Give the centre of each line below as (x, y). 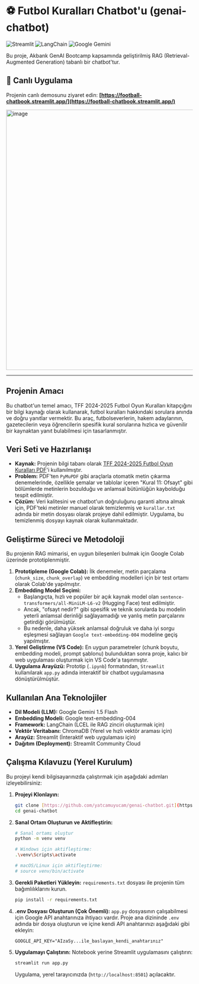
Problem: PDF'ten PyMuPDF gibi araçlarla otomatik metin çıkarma (92, 477)
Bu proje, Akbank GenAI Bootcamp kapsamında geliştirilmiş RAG (84, 55)
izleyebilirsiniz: (24, 783)
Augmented (20, 62)
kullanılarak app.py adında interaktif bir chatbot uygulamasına (89, 673)
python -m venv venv (40, 839)
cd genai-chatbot (36, 811)
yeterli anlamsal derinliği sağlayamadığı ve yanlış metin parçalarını (104, 616)
